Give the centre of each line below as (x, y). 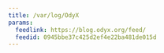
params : (21, 23)
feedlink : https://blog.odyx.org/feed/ (81, 30)
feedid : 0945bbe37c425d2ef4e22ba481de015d (86, 37)
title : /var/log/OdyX (44, 15)
